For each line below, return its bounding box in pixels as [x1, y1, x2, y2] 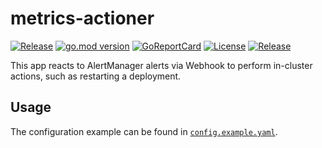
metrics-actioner [10, 7, 155, 30]
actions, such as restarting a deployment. [10, 70, 182, 82]
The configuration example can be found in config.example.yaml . [10, 125, 278, 137]
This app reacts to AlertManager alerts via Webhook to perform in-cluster [10, 59, 313, 71]
